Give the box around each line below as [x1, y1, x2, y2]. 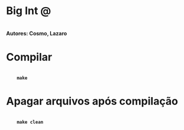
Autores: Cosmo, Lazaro [6, 29, 67, 36]
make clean [17, 119, 44, 125]
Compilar [6, 51, 52, 64]
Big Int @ [6, 4, 51, 18]
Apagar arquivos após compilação [6, 95, 179, 108]
